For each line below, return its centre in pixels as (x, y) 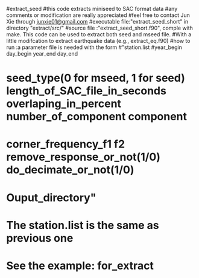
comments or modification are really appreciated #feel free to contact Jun (98, 15)
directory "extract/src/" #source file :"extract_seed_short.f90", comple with (99, 28)
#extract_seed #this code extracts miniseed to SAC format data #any (92, 9)
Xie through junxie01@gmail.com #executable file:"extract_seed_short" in (97, 21)
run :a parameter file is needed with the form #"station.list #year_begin (94, 47)
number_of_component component (96, 117)
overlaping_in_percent (64, 104)
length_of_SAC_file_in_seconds (87, 91)
